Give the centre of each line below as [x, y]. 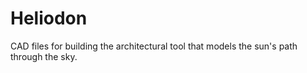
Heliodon [49, 18]
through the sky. [44, 56]
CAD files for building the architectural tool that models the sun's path [154, 46]
